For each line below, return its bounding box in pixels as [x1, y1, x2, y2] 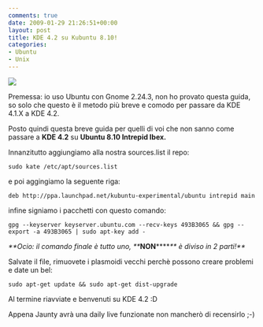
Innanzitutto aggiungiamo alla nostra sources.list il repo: [8, 147, 190, 157]
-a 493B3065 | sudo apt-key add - [32, 228, 146, 236]
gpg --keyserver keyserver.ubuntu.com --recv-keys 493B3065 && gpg [8, 221, 235, 229]
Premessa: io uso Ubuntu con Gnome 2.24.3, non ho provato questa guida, [8, 91, 250, 101]
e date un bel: [8, 265, 53, 274]
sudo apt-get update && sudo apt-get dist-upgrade [8, 281, 178, 288]
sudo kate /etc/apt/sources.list [8, 162, 118, 170]
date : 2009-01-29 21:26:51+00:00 [8, 19, 118, 27]
